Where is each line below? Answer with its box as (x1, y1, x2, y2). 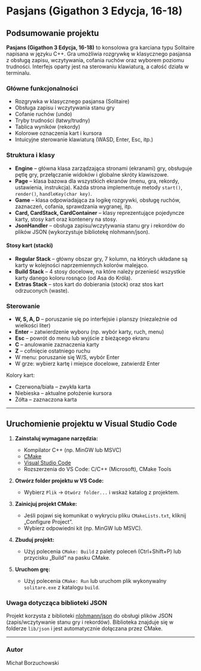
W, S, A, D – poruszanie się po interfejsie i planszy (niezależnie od (14, 315, 178, 323)
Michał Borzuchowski (6, 659, 59, 666)
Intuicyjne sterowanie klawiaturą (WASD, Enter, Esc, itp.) (14, 136, 154, 143)
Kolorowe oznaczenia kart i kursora (14, 130, 102, 137)
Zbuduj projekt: (14, 536, 55, 543)
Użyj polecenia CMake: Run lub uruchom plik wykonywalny (23, 577, 167, 584)
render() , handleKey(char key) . (14, 190, 93, 197)
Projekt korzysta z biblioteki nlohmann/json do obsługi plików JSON (6, 612, 173, 620)
